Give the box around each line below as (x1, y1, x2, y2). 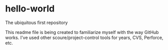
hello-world (5, 3, 55, 14)
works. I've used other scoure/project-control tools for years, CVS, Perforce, (5, 34, 163, 40)
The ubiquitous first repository (5, 19, 68, 25)
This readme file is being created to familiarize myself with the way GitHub (5, 29, 159, 35)
